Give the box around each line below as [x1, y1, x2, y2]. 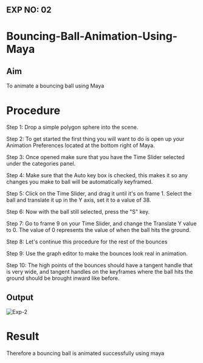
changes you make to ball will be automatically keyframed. [6, 178, 153, 186]
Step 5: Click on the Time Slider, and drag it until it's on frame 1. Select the [6, 190, 192, 197]
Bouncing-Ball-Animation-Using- [6, 29, 178, 43]
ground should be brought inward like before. [6, 274, 120, 282]
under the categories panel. [6, 160, 76, 168]
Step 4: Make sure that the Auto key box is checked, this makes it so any [6, 172, 188, 179]
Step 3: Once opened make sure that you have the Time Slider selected [6, 154, 185, 161]
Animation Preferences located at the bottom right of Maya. [6, 142, 155, 149]
